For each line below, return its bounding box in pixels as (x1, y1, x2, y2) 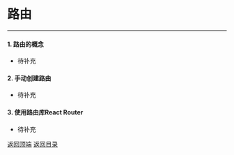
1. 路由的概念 (7, 40, 44, 48)
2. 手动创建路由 (7, 74, 52, 82)
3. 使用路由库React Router (7, 108, 84, 116)
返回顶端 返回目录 (7, 140, 58, 148)
